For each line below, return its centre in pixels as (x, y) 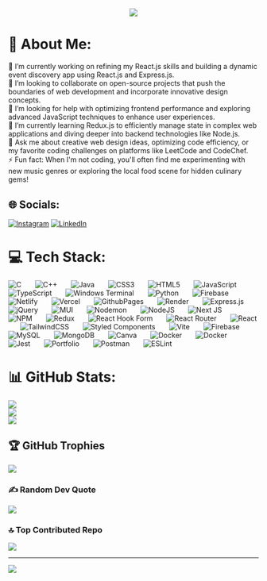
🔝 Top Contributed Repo (56, 529)
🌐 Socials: (34, 204)
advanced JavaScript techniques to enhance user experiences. (112, 117)
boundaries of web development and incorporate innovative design (118, 92)
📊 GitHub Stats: (62, 377)
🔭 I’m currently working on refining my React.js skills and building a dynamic (133, 67)
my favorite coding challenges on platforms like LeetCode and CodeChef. (128, 151)
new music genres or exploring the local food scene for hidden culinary (125, 171)
